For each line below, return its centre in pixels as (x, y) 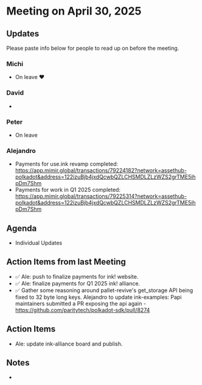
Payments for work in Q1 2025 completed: (68, 190)
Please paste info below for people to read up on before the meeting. (93, 48)
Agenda (22, 228)
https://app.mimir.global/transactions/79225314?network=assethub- (101, 196)
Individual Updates (39, 243)
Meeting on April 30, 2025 (74, 11)
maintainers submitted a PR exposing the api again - (80, 303)
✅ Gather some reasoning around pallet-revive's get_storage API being (104, 290)
